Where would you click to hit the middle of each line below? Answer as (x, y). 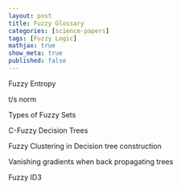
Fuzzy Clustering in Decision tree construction (85, 146)
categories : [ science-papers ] (59, 31)
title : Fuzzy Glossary (46, 23)
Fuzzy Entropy (32, 83)
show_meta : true (35, 53)
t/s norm (23, 99)
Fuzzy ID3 (25, 177)
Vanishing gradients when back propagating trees (91, 161)
